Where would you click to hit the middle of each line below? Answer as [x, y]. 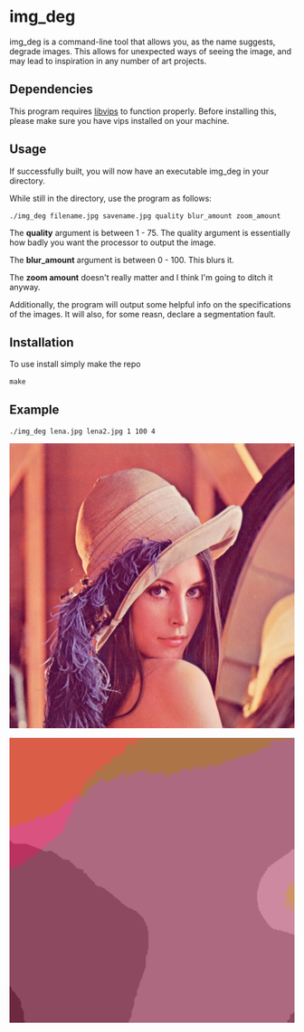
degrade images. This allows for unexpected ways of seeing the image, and [151, 51]
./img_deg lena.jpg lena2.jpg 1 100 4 [82, 431]
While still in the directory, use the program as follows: [111, 198]
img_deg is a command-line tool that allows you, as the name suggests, [142, 42]
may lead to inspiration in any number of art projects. [108, 61]
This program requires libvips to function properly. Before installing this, [143, 111]
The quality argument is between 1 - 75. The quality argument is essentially [150, 232]
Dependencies [51, 89]
